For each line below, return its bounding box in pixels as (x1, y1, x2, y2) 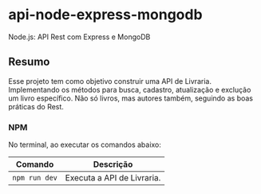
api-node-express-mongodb (8, 6, 203, 24)
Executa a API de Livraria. (65, 172, 161, 184)
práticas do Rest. (8, 101, 64, 111)
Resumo (8, 55, 50, 69)
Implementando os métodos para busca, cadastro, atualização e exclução (8, 85, 251, 94)
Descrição (93, 159, 133, 170)
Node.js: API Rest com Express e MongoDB (8, 32, 151, 42)
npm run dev (12, 173, 58, 183)
